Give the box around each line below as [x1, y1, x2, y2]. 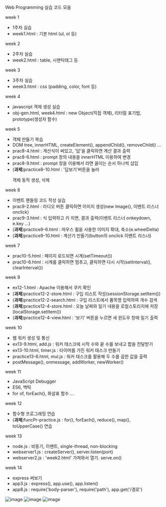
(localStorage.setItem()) [12, 309, 62, 315]
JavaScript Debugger [12, 378, 56, 384]
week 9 [5, 274, 20, 280]
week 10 [5, 325, 22, 331]
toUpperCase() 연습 [12, 423, 53, 429]
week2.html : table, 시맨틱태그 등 [12, 57, 78, 63]
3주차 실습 [12, 78, 33, 83]
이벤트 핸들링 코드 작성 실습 [12, 197, 66, 203]
